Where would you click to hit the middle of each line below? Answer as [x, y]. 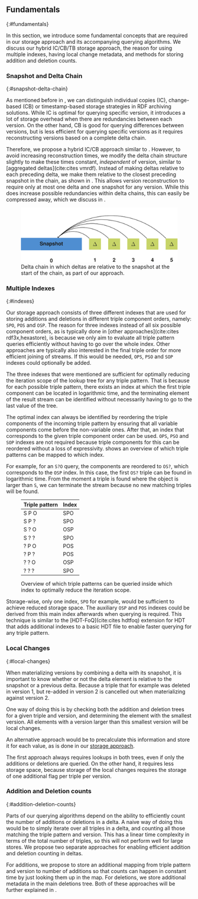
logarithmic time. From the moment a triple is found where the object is [92, 479]
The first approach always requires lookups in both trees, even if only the [95, 757]
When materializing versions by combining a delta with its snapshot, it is [94, 673]
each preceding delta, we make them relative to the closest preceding [91, 174]
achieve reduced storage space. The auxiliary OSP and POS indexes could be [98, 608]
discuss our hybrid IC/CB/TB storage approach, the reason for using [89, 48]
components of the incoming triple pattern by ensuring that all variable [92, 423]
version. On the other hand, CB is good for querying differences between [95, 125]
